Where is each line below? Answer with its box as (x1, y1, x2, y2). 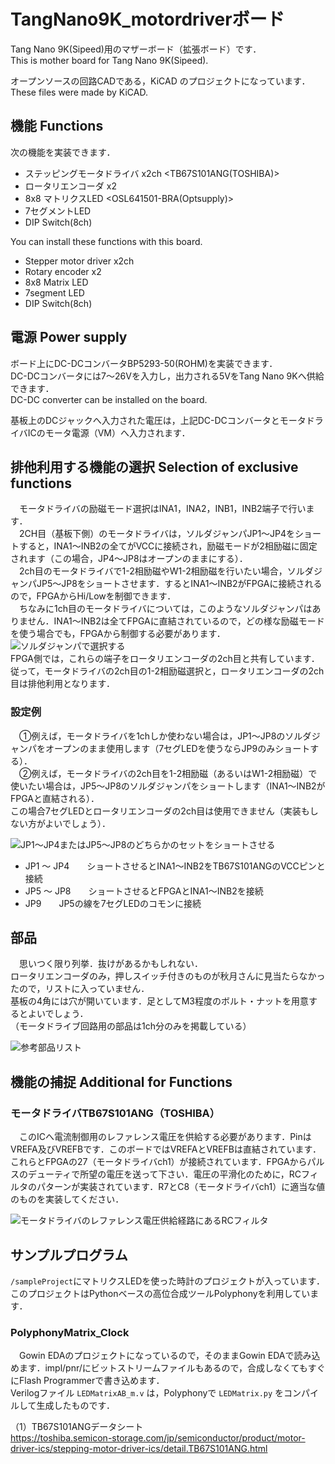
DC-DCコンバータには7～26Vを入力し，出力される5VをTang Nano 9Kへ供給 (10, 370, 325, 382)
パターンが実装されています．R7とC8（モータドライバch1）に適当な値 (36, 1181, 326, 1193)
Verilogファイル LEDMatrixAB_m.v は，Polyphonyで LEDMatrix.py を (10, 1387, 285, 1399)
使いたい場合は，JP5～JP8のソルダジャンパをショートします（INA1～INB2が (10, 780, 326, 792)
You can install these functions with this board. (10, 235, 203, 247)
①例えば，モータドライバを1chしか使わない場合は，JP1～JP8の (18, 730, 286, 742)
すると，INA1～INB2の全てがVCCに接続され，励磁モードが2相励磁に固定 (18, 540, 318, 552)
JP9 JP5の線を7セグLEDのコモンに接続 (24, 897, 202, 909)
